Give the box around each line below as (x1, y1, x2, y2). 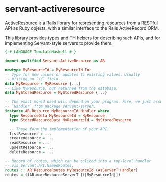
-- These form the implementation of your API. (9, 127, 110, 132)
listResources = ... (9, 131, 52, 136)
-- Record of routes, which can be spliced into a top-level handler (5, 158, 152, 164)
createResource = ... (9, 136, 54, 141)
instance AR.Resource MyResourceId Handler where (5, 108, 110, 113)
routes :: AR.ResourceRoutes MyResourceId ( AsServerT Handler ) (5, 168, 138, 173)
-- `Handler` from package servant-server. (5, 104, 96, 109)
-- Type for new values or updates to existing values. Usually (5, 72, 140, 77)
